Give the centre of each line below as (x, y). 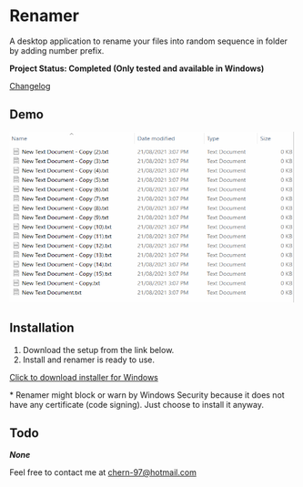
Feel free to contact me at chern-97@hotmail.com (103, 472)
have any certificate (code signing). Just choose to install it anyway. (136, 404)
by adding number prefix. (57, 50)
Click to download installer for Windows (84, 377)
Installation (42, 328)
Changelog (30, 86)
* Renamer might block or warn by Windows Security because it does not (147, 395)
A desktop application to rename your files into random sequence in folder (149, 41)
